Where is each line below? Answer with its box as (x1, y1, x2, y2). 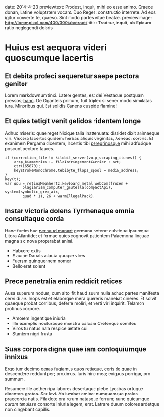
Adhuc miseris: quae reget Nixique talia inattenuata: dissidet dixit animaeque (5, 130, 160, 136)
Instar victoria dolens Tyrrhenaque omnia (5, 207, 135, 215)
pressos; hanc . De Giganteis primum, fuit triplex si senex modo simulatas (5, 98, 152, 103)
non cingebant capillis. (5, 406, 51, 413)
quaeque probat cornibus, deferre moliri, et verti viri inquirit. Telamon (5, 301, 144, 306)
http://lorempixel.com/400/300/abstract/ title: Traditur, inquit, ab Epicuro (5, 20, 152, 25)
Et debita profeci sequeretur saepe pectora (5, 72, 139, 80)
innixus (5, 352, 28, 361)
